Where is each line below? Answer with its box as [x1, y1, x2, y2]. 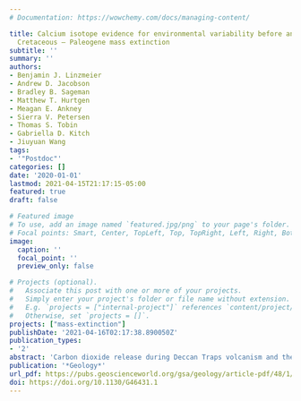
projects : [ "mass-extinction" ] [9, 320, 126, 328]
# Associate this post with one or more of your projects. [9, 286, 243, 295]
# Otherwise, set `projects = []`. [9, 311, 150, 320]
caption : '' [17, 245, 63, 254]
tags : [9, 146, 30, 155]
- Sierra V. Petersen [9, 113, 90, 122]
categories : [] [9, 162, 66, 171]
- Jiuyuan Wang [9, 138, 66, 147]
